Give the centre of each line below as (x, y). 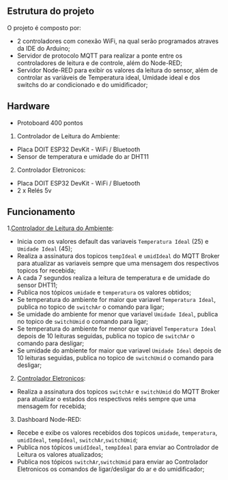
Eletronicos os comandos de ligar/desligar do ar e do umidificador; (111, 469)
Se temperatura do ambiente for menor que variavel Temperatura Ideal (117, 329)
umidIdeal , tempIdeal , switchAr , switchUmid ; (77, 440)
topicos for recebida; (46, 270)
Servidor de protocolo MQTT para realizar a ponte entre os (100, 55)
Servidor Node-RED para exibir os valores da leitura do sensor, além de (117, 70)
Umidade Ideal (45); (45, 249)
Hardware (28, 106)
